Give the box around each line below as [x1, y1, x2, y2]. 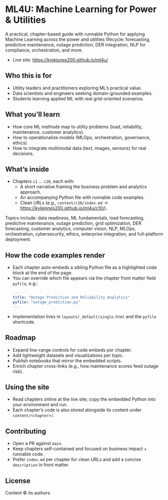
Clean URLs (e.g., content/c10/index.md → [20, 200, 108, 206]
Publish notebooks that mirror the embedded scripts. [12, 357, 122, 364]
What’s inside [5, 165, 49, 174]
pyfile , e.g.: [12, 281, 38, 287]
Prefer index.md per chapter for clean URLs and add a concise [12, 457, 141, 463]
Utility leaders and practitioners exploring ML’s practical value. [12, 85, 142, 91]
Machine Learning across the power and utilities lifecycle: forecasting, [5, 36, 151, 42]
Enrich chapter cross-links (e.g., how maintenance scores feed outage [12, 363, 159, 369]
